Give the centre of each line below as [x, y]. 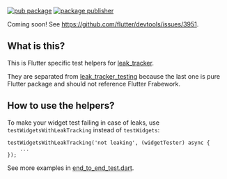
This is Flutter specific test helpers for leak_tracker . [81, 63]
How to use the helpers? [61, 106]
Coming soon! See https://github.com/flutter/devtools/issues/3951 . [103, 24]
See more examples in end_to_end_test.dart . [71, 168]
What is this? [36, 46]
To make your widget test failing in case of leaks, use [84, 123]
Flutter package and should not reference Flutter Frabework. [94, 84]
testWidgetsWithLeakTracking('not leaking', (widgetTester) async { [109, 143]
